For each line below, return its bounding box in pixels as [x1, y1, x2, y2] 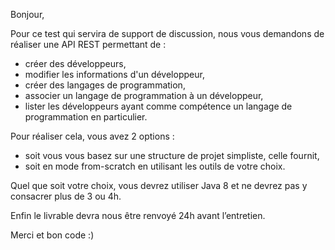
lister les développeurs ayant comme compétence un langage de [24, 100, 293, 112]
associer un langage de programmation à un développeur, [24, 90, 264, 101]
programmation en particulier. [24, 111, 148, 123]
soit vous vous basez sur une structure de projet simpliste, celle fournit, [24, 150, 320, 161]
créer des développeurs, [24, 58, 127, 69]
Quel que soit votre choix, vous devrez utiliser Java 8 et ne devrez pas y [10, 180, 308, 191]
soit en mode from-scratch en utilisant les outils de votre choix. [24, 160, 286, 172]
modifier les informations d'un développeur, [24, 69, 205, 80]
